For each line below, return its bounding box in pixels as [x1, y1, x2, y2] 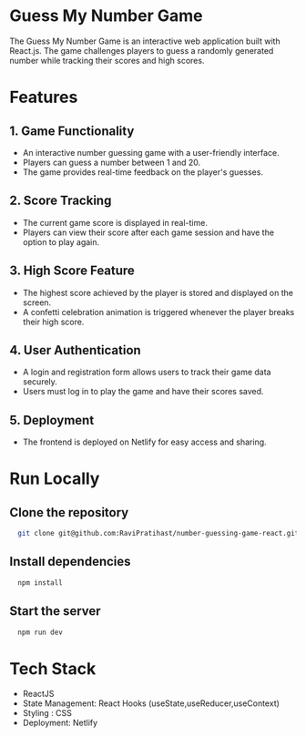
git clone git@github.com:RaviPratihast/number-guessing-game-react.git [17, 529, 300, 538]
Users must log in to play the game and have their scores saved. [22, 386, 264, 397]
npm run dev [17, 628, 64, 637]
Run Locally [9, 468, 100, 489]
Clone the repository [9, 505, 129, 520]
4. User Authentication [9, 343, 141, 358]
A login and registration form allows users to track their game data [22, 366, 271, 378]
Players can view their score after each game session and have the [22, 227, 275, 238]
